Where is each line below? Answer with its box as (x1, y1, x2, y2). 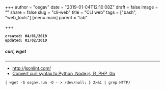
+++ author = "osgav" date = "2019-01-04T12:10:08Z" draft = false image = (5, 4, 158, 10)
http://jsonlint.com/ (12, 65, 51, 71)
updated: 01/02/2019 (5, 38, 48, 43)
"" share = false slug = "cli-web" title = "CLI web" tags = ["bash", (5, 9, 137, 15)
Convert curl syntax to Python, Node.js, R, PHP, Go (12, 70, 115, 76)
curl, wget (5, 48, 27, 54)
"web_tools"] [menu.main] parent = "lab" (5, 15, 87, 20)
